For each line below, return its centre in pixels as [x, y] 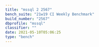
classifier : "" [21, 28]
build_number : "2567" [28, 19]
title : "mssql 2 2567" [29, 10]
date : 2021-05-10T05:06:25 [33, 32]
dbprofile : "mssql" [25, 23]
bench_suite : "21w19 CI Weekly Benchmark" [50, 14]
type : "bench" [20, 37]
